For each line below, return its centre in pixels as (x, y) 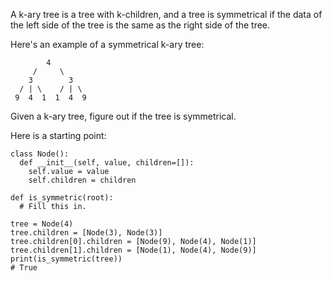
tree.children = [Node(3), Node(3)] (86, 233)
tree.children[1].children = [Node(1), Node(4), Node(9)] (133, 250)
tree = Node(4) (42, 224)
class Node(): (40, 154)
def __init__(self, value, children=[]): (107, 163)
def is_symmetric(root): (62, 198)
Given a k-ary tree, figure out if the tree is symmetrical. (123, 116)
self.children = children (82, 180)
